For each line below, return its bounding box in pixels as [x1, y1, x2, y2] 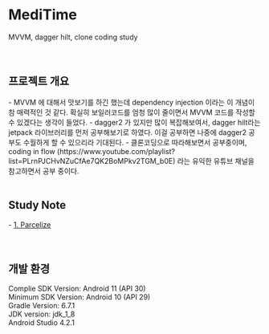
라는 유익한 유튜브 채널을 [177, 156, 255, 165]
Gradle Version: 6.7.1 [8, 301, 75, 311]
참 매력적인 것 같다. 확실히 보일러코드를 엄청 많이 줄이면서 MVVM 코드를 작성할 [8, 107, 255, 117]
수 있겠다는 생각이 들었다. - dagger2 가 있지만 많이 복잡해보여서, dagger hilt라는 [8, 117, 261, 127]
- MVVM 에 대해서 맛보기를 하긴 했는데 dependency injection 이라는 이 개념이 [8, 97, 255, 107]
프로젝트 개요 [8, 75, 70, 88]
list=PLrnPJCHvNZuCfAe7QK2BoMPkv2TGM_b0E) [8, 156, 176, 165]
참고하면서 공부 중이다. [8, 166, 79, 176]
